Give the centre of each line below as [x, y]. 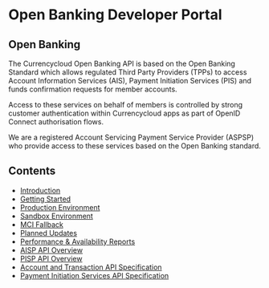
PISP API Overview [51, 258]
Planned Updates [49, 233]
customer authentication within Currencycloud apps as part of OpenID [124, 113]
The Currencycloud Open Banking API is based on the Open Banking [122, 63]
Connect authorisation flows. [56, 122]
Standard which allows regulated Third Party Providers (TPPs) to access [128, 72]
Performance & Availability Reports [77, 241]
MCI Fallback [42, 224]
